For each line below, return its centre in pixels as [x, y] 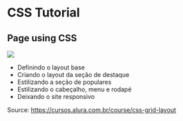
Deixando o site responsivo [56, 97]
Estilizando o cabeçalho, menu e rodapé [74, 89]
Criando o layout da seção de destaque [73, 75]
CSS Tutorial [44, 13]
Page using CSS [42, 38]
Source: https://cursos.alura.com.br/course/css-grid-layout [91, 110]
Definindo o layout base [51, 67]
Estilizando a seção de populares [64, 82]
